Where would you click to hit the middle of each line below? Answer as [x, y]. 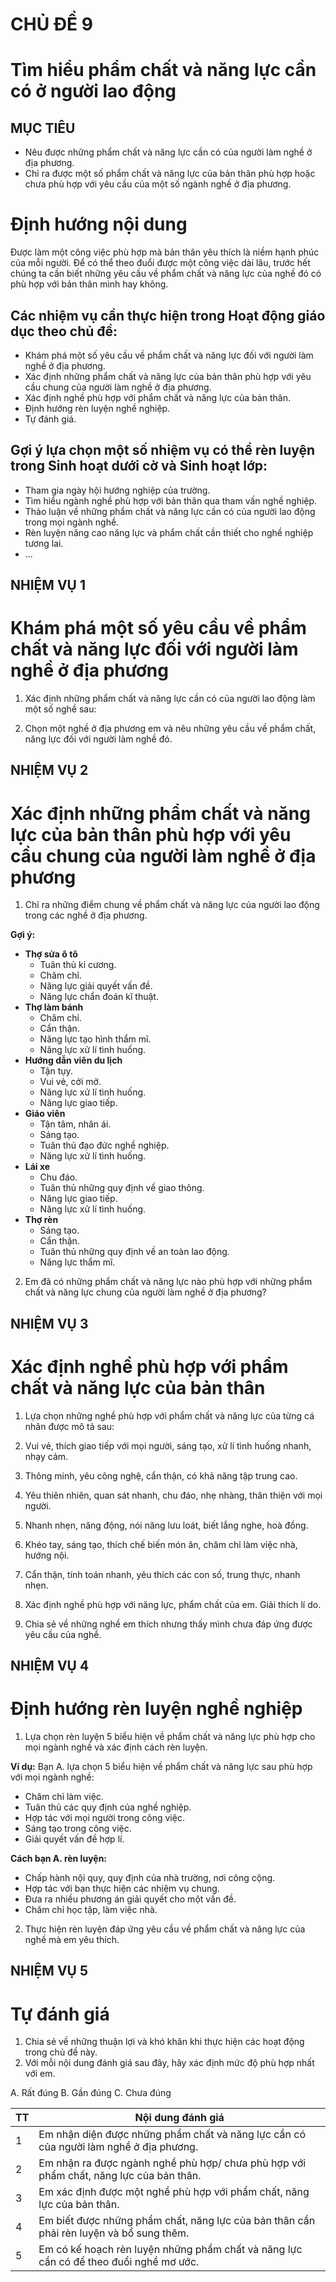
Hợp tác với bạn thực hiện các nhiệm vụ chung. [122, 1889]
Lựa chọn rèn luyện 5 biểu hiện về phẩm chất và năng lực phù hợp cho [170, 1737]
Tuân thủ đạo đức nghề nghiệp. [104, 1145]
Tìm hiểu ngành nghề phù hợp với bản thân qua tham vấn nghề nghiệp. [171, 500]
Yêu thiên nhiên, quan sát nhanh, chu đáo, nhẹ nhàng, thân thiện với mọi [173, 1495]
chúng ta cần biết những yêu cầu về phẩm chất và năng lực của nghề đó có [166, 274]
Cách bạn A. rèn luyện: [59, 1859]
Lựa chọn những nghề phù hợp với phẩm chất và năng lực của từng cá [169, 1415]
